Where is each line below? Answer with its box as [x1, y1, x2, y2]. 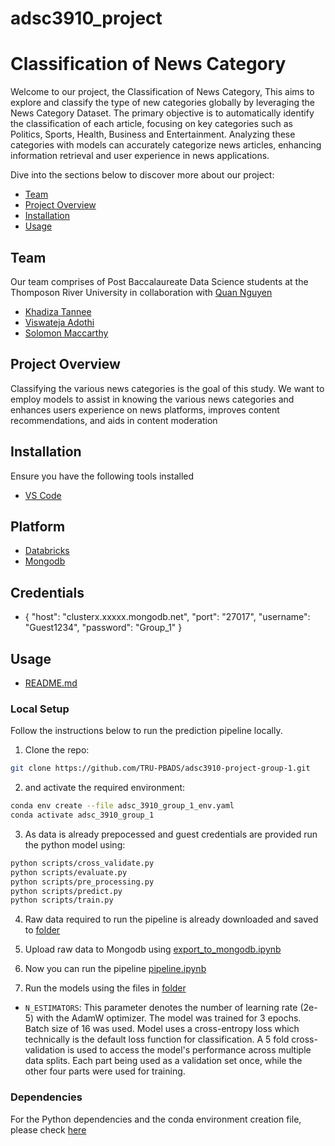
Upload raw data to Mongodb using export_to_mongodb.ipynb [24, 943, 282, 956]
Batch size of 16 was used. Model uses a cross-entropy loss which [24, 1023, 300, 1035]
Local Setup [10, 702, 70, 716]
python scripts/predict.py [10, 886, 123, 896]
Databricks [24, 545, 70, 557]
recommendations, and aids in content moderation [10, 414, 218, 426]
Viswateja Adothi [24, 316, 95, 328]
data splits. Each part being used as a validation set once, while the [24, 1055, 303, 1067]
